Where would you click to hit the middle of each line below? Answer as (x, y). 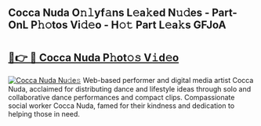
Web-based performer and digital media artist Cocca (168, 80)
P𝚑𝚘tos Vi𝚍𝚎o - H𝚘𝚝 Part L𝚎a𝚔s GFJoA (129, 25)
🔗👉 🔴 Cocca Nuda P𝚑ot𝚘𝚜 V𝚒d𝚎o (94, 58)
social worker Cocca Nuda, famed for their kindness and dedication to (121, 106)
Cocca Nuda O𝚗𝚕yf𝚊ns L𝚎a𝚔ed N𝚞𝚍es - (109, 13)
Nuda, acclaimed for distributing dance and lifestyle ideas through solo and (130, 89)
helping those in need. (44, 114)
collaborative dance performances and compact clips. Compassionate (121, 97)
